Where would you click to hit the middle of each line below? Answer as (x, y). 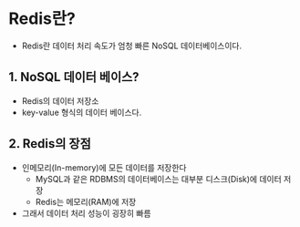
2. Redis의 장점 (50, 144)
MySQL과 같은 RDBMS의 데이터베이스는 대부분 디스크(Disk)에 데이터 (158, 179)
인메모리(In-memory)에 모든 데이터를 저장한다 (104, 167)
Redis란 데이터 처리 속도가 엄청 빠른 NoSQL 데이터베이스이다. (132, 46)
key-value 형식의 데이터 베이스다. (82, 112)
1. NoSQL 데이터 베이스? (74, 77)
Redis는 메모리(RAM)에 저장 (86, 201)
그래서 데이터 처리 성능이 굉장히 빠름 (86, 213)
